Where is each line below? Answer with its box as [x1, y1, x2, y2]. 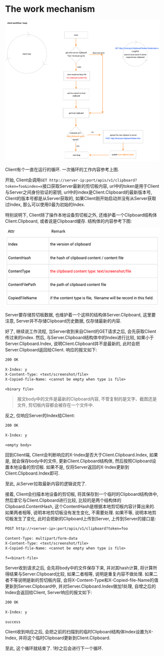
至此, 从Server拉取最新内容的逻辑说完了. [5, 481, 87, 487]
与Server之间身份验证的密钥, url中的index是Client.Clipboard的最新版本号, [5, 189, 153, 195]
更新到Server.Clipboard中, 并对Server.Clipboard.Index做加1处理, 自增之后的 [5, 583, 156, 589]
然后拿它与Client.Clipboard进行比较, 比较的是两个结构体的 [5, 497, 121, 503]
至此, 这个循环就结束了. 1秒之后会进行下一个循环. [5, 645, 103, 652]
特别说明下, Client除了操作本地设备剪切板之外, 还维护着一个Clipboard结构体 [5, 212, 158, 218]
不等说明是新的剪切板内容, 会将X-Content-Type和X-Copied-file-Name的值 [9, 577, 159, 583]
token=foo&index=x [5, 184, 43, 189]
